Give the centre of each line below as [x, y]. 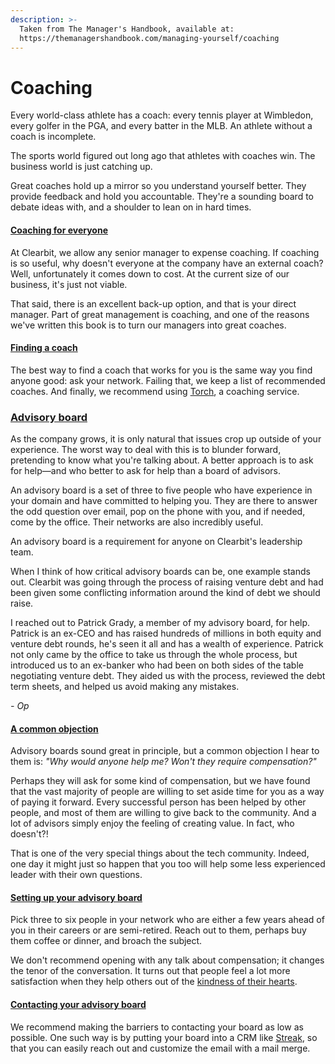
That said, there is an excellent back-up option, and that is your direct [153, 303]
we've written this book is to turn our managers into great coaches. [148, 325]
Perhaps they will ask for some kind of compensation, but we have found [160, 781]
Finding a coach [44, 348]
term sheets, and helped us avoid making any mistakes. [125, 687]
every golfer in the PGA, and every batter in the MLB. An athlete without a [161, 126]
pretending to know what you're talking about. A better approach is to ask [162, 460]
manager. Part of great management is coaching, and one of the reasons [160, 314]
